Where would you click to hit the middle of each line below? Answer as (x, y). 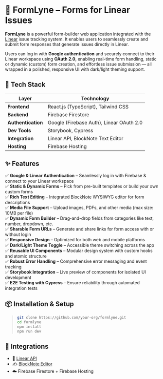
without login (18, 234)
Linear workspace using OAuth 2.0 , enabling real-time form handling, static (81, 59)
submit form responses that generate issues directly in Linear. (67, 44)
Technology (95, 98)
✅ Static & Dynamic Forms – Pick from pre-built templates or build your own (82, 186)
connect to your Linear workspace (39, 181)
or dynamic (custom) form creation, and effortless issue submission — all (78, 64)
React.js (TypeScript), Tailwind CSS (88, 106)
